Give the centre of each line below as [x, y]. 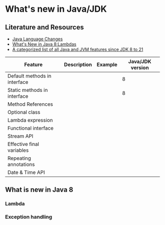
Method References [30, 104]
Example [107, 65]
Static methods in [28, 90]
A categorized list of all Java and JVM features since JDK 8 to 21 [78, 49]
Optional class [24, 112]
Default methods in [29, 76]
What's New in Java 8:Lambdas [44, 44]
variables [18, 150]
